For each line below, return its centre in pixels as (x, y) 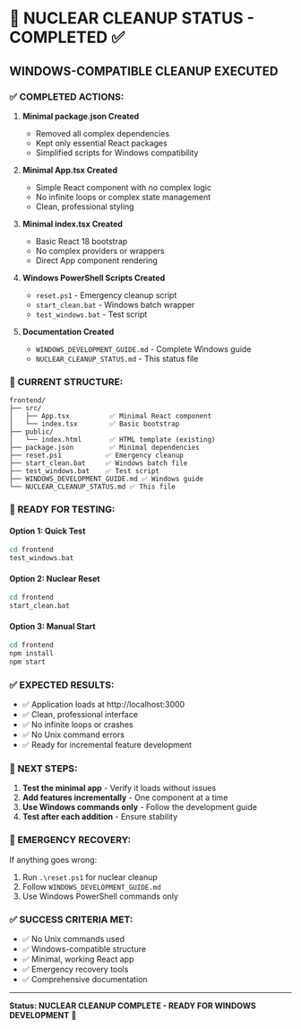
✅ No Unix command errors (73, 734)
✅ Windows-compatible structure (84, 949)
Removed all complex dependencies (103, 133)
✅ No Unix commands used (73, 939)
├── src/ (26, 409)
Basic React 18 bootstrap (82, 241)
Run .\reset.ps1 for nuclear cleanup (90, 877)
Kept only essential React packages (101, 143)
